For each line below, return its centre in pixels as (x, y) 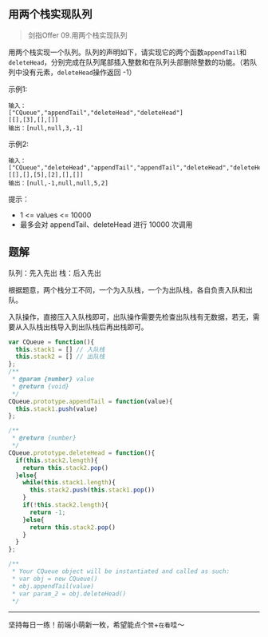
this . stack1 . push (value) (57, 409)
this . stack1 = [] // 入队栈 (60, 349)
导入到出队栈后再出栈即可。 (102, 327)
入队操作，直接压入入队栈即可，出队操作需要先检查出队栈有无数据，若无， (130, 317)
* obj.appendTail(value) (53, 586)
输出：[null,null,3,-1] (46, 128)
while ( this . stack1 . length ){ (69, 483)
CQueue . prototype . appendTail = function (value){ (91, 401)
